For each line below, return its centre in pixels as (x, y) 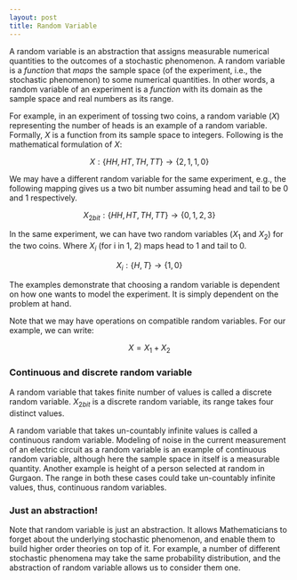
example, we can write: (52, 330)
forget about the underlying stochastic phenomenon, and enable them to (142, 539)
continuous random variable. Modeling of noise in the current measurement (148, 440)
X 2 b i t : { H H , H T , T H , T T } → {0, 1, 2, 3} (149, 216)
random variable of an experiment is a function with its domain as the (136, 89)
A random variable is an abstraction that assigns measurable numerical (139, 51)
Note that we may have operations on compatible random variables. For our (148, 321)
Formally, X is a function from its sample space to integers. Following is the (146, 135)
